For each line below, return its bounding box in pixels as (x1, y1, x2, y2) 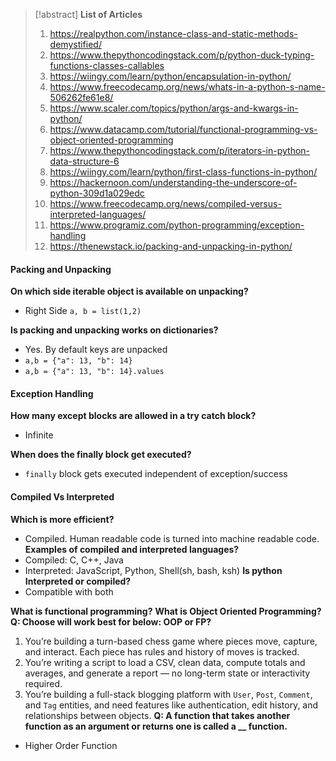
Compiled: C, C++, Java (24, 554, 124, 566)
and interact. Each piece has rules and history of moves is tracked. (24, 645, 300, 658)
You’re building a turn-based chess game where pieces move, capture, (24, 635, 318, 647)
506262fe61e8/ (49, 92, 114, 103)
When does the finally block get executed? (10, 449, 192, 461)
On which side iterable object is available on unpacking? (10, 285, 249, 298)
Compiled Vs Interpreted (10, 491, 115, 503)
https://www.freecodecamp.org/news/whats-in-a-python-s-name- (49, 81, 326, 93)
